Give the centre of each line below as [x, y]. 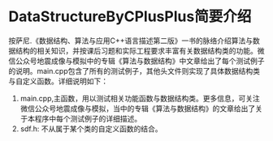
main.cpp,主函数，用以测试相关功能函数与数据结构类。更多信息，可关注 [140, 98]
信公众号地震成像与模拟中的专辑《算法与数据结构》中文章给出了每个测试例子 [136, 61]
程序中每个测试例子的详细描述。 [88, 118]
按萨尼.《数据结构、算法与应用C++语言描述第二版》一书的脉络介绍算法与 [131, 41]
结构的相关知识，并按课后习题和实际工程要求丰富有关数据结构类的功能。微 [140, 50]
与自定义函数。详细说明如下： [58, 81]
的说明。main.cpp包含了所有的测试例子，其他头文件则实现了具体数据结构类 [134, 70]
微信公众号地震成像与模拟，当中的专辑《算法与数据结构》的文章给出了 [138, 108]
